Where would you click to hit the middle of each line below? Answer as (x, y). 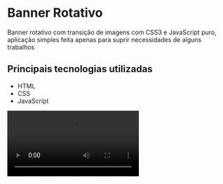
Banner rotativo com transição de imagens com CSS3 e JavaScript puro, (112, 32)
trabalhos (21, 47)
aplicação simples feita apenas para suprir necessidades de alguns (104, 39)
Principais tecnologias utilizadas (80, 69)
